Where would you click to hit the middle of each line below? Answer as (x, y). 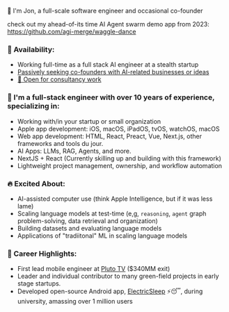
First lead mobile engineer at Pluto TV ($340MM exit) (94, 269)
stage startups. (39, 284)
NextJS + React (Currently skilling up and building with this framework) (119, 158)
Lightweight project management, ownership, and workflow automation (120, 165)
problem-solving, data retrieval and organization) (87, 221)
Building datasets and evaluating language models (89, 228)
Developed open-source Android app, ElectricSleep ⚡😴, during (110, 291)
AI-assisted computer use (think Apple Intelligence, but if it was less (115, 199)
